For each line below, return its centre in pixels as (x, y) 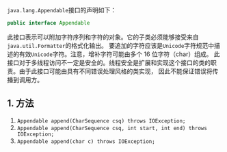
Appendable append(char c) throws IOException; (86, 141)
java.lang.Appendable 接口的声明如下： (62, 10)
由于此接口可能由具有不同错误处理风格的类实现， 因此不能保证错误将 (116, 71)
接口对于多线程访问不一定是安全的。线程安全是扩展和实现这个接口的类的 (109, 62)
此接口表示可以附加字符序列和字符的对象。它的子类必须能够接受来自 (103, 37)
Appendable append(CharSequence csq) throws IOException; (101, 121)
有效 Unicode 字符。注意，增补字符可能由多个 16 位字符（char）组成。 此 (119, 54)
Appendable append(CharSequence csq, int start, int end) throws (112, 128)
